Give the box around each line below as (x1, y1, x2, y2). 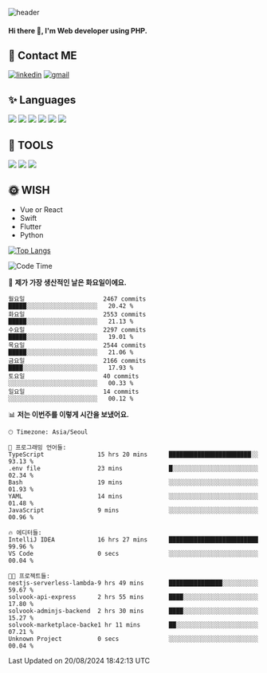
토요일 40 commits (8, 372, 139, 380)
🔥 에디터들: (8, 529, 42, 537)
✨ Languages (8, 92, 77, 107)
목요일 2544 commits (8, 341, 147, 349)
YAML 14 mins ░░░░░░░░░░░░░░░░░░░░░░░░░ (8, 492, 259, 500)
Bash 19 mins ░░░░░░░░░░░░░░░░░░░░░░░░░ (8, 478, 259, 486)
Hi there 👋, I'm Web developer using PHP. (8, 26, 147, 35)
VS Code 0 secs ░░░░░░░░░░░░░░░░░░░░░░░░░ (8, 549, 259, 557)
